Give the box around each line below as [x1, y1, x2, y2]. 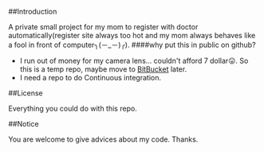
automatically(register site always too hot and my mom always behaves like [8, 31, 256, 40]
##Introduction [8, 7, 57, 16]
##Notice [8, 119, 39, 128]
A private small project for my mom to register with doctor [8, 22, 199, 31]
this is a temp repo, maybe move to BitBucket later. [19, 64, 187, 74]
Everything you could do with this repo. [8, 103, 137, 113]
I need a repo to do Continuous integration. [19, 73, 162, 82]
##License [8, 88, 44, 98]
